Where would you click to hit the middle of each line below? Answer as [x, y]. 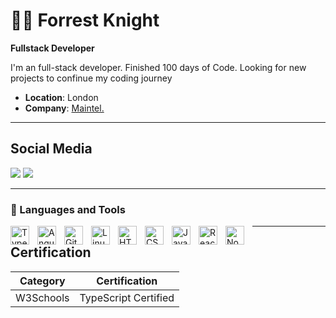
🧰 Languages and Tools [68, 209]
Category [42, 281]
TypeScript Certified [127, 297]
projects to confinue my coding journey [91, 78]
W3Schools [42, 297]
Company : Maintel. [64, 108]
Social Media [51, 149]
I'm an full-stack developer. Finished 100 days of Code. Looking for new [158, 67]
